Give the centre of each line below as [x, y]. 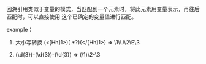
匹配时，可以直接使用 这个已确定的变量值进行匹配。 [71, 16]
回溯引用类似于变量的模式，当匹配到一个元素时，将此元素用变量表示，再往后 [103, 9]
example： [20, 30]
